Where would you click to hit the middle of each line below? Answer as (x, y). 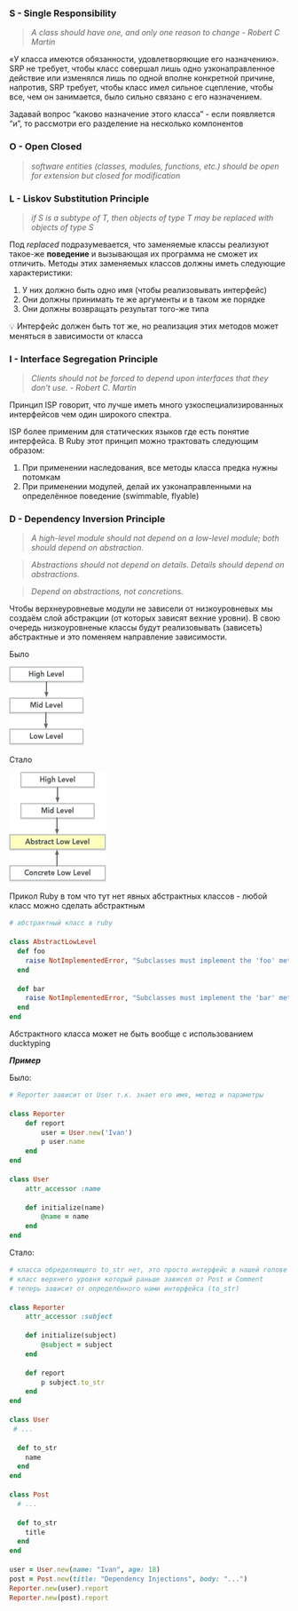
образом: (27, 450)
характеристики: (41, 273)
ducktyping (30, 1044)
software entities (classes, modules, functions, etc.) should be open (155, 166)
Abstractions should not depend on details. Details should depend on (157, 565)
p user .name (63, 1142)
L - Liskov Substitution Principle (79, 198)
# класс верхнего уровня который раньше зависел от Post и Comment (137, 1279)
